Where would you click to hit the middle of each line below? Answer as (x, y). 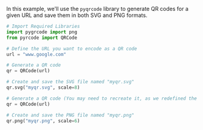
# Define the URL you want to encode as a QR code (72, 49)
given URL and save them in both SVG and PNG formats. (77, 15)
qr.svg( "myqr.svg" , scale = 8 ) (43, 87)
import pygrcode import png (42, 32)
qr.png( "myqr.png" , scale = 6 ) (43, 121)
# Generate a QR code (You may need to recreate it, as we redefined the (102, 98)
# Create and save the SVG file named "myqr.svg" (71, 82)
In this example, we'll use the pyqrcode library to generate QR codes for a (98, 9)
